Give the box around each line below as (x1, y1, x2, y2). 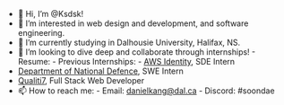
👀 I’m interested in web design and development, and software (17, 18, 249, 29)
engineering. (17, 28, 65, 38)
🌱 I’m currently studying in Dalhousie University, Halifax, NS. (17, 37, 241, 48)
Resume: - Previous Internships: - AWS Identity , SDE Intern (17, 57, 236, 66)
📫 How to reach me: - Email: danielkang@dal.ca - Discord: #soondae (17, 85, 275, 96)
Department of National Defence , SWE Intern (17, 66, 184, 76)
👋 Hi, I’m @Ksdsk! (17, 9, 83, 19)
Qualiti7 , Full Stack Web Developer (17, 75, 145, 85)
